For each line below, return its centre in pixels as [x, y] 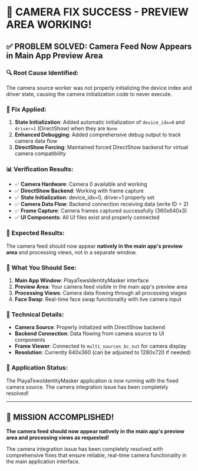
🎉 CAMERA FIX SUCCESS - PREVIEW [98, 12]
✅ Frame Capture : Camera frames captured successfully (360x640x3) [101, 211]
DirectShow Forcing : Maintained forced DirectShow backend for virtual [101, 148]
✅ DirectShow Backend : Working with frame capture [79, 191]
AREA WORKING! [49, 24]
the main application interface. [43, 462]
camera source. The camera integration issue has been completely [88, 387]
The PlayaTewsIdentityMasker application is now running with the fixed [92, 381]
